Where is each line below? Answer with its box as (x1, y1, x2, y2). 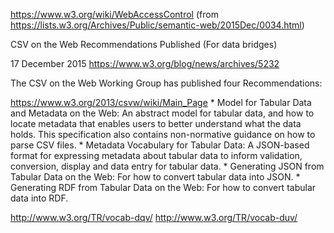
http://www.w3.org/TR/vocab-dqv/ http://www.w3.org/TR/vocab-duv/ (10, 212, 298, 223)
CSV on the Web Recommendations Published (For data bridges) (10, 39, 278, 50)
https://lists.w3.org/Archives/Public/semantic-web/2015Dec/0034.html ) (10, 19, 305, 31)
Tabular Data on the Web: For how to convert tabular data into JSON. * (10, 171, 301, 183)
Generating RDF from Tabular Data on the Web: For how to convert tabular (10, 182, 317, 193)
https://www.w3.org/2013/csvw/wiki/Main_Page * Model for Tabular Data (10, 97, 312, 108)
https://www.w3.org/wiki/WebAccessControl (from (10, 9, 219, 20)
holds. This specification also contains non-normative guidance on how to (10, 129, 316, 140)
